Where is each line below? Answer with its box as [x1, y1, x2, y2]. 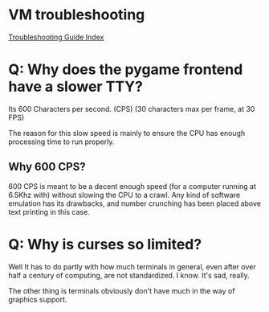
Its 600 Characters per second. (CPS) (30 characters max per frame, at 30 [8, 104, 255, 113]
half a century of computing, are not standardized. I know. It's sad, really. [8, 270, 251, 280]
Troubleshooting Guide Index [8, 32, 104, 42]
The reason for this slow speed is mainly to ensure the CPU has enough [8, 128, 246, 138]
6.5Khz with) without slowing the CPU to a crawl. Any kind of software [8, 190, 241, 199]
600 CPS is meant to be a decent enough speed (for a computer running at [8, 181, 257, 191]
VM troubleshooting [8, 6, 145, 24]
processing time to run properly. [8, 137, 115, 146]
